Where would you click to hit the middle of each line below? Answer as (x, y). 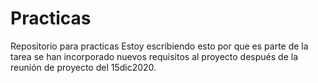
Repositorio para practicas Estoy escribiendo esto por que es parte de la (159, 46)
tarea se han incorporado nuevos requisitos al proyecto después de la (154, 56)
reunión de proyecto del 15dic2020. (83, 67)
